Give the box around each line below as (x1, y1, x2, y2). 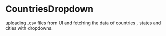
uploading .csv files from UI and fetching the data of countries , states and (5, 20, 161, 26)
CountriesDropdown (5, 3, 93, 15)
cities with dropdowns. (5, 25, 53, 31)
